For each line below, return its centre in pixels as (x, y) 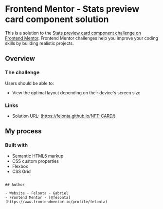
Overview (20, 59)
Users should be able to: (30, 83)
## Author (15, 185)
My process (23, 131)
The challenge (22, 73)
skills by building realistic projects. (39, 43)
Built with (17, 145)
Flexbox (20, 166)
